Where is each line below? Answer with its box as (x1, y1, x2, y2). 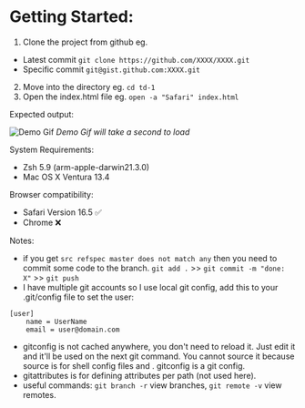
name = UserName (25, 317, 88, 326)
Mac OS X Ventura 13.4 (22, 171, 110, 182)
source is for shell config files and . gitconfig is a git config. (22, 360, 246, 371)
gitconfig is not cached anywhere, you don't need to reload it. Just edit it (22, 341, 296, 352)
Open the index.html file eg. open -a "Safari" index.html (22, 91, 239, 102)
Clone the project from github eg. (22, 36, 148, 47)
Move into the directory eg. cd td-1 (22, 81, 156, 92)
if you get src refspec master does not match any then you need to (22, 252, 278, 263)
